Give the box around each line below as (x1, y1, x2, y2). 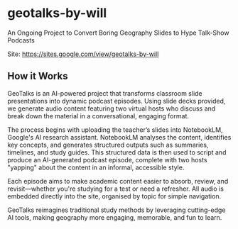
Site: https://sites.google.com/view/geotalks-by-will (7, 50, 159, 58)
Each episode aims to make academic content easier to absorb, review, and (7, 177, 229, 185)
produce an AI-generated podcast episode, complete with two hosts (7, 155, 207, 164)
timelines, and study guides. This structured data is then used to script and (7, 147, 227, 157)
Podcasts (7, 35, 36, 44)
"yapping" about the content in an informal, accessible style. (7, 163, 185, 172)
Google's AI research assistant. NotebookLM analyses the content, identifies (7, 133, 232, 141)
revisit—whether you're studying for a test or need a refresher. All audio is (7, 184, 224, 193)
